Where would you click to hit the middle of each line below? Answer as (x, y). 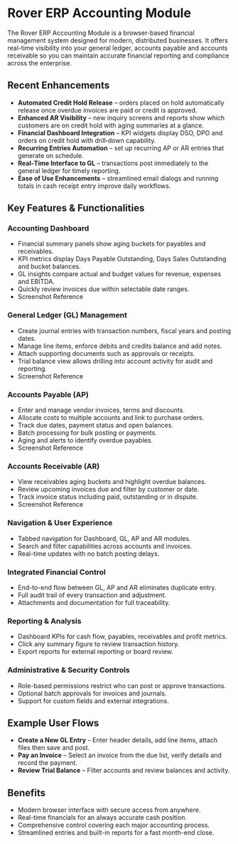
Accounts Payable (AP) (48, 394)
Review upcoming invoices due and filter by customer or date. (108, 490)
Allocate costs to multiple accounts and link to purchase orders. (111, 418)
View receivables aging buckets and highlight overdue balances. (112, 482)
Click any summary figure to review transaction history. (98, 644)
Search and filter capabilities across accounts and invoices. (105, 546)
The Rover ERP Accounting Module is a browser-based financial (101, 33)
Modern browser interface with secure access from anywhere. (109, 810)
